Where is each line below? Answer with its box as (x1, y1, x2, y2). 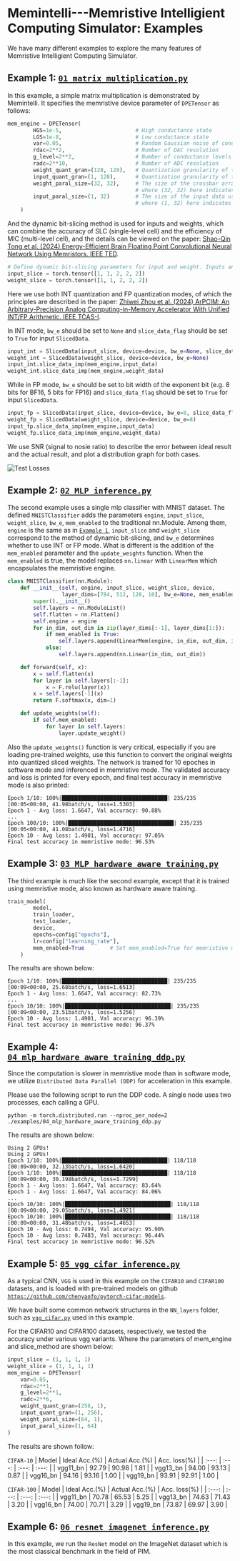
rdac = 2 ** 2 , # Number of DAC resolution (33, 146, 219, 154)
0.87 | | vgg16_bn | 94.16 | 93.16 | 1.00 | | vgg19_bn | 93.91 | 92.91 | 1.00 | (7, 1471, 219, 1480)
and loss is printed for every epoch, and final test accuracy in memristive (7, 773, 222, 781)
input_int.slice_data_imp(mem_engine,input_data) (7, 361, 159, 368)
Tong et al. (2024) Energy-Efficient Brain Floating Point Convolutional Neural (7, 242, 232, 251)
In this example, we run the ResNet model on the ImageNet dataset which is (7, 1540, 229, 1548)
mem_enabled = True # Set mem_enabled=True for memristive (33, 944, 229, 951)
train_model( (7, 898, 46, 905)
